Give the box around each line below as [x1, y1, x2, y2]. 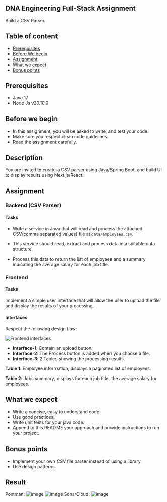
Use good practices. [12, 414, 55, 420]
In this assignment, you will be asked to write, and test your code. [12, 128, 149, 134]
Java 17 [12, 95, 29, 101]
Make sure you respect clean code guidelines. [12, 134, 109, 140]
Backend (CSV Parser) [5, 202, 62, 209]
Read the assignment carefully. [12, 139, 77, 145]
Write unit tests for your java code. [12, 419, 85, 425]
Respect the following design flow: [5, 325, 77, 332]
